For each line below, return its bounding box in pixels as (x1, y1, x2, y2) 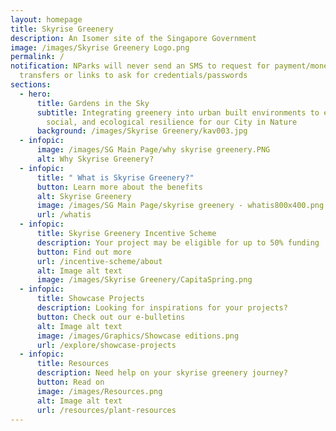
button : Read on (36, 377, 105, 387)
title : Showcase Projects (36, 294, 145, 304)
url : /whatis (36, 210, 92, 220)
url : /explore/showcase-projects (36, 340, 177, 350)
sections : (10, 80, 52, 90)
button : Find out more (36, 247, 132, 257)
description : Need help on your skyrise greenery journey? (36, 368, 288, 378)
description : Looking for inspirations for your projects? (36, 303, 288, 313)
